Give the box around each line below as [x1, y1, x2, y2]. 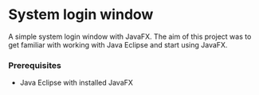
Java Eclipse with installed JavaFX [19, 78, 134, 88]
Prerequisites [8, 59, 61, 70]
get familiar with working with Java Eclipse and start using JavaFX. [8, 40, 228, 49]
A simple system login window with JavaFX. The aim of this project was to [8, 32, 252, 41]
